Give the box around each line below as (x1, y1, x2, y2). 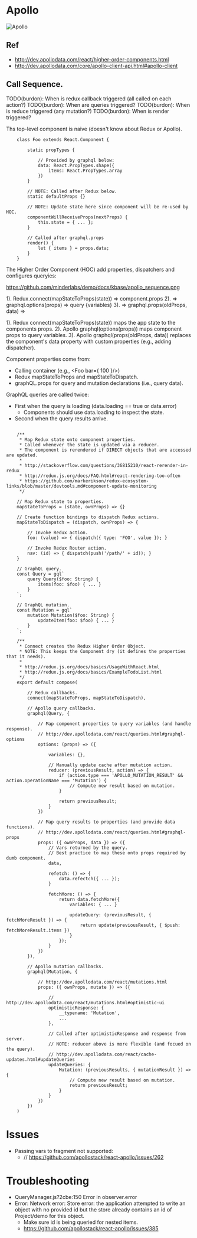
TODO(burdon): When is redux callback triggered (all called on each (6, 95, 172, 102)
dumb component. (6, 855, 46, 861)
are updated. (6, 452, 38, 458)
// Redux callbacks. (27, 690, 78, 695)
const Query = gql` (17, 571, 65, 577)
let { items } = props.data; (37, 245, 110, 251)
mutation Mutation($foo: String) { (27, 612, 115, 618)
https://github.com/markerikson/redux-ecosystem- (24, 478, 149, 484)
